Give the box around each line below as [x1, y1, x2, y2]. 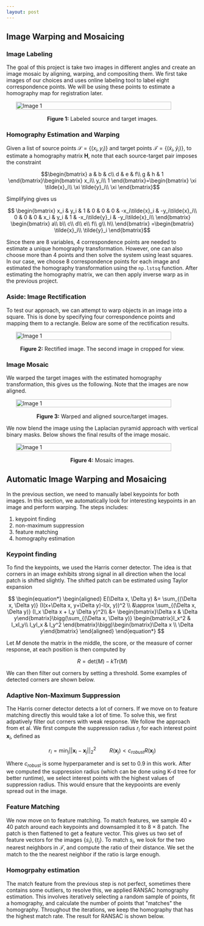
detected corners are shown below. [6, 676, 96, 684]
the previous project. [6, 277, 58, 284]
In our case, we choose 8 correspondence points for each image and [6, 258, 180, 266]
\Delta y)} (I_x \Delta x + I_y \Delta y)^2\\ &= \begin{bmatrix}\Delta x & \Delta [7, 608, 198, 615]
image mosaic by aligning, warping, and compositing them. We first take [6, 70, 188, 78]
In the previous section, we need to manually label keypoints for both [6, 490, 180, 497]
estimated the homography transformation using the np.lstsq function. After [6, 264, 198, 272]
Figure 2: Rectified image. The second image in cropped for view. [20, 345, 185, 352]
